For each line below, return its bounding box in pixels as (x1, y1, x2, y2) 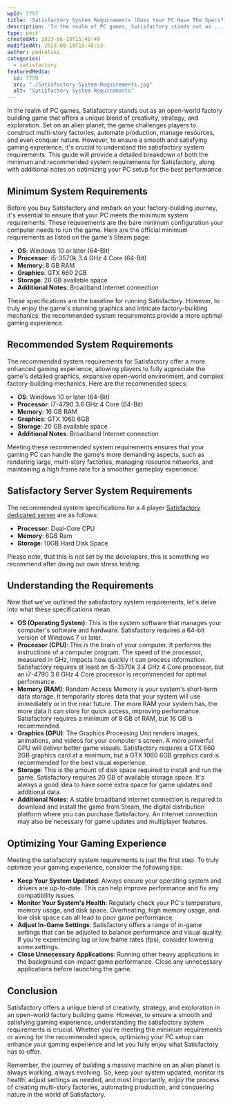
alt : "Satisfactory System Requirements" (13, 87, 135, 94)
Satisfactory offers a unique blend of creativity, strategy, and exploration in (7, 1003, 220, 1012)
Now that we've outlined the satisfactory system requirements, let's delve (7, 598, 217, 607)
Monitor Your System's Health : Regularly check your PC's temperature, (17, 899, 223, 907)
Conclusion (7, 985, 58, 997)
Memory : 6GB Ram (17, 531, 72, 540)
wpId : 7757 (7, 10, 39, 17)
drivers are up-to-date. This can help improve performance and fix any (17, 884, 219, 892)
